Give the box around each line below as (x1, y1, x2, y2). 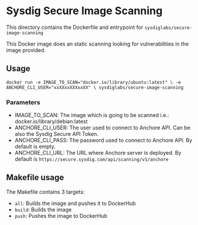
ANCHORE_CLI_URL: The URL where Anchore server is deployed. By (14, 149, 181, 156)
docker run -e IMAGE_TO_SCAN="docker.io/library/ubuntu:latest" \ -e (6, 79, 181, 85)
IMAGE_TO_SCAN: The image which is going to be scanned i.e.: (14, 112, 170, 119)
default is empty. (14, 143, 56, 150)
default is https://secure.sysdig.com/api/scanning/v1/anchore (14, 155, 169, 163)
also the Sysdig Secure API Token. (14, 131, 99, 138)
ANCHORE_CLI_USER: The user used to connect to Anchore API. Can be (14, 124, 191, 131)
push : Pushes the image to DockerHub (14, 212, 108, 219)
